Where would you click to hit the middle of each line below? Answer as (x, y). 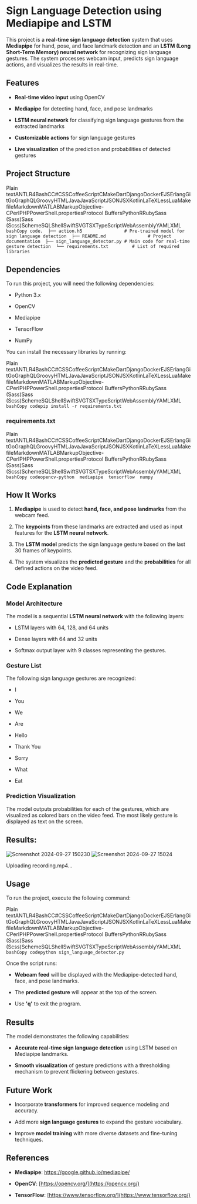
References (28, 1158)
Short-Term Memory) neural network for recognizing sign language (89, 52)
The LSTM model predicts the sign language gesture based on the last (100, 544)
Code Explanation (39, 587)
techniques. (29, 1140)
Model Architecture (34, 603)
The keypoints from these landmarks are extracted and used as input (98, 526)
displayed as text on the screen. (45, 821)
